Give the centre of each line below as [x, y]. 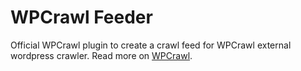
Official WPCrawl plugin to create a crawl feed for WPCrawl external [151, 45]
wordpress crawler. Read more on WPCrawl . [101, 55]
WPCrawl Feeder [81, 17]
